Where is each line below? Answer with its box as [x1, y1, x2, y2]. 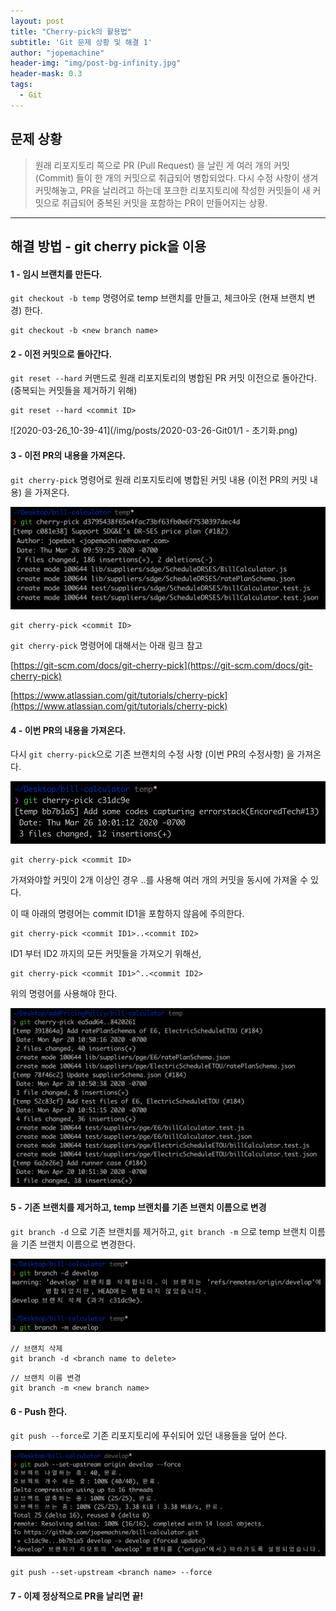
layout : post [10, 16, 65, 26]
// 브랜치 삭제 [10, 1344, 63, 1354]
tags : [10, 80, 33, 90]
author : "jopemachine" [10, 48, 105, 58]
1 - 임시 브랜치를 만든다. [10, 268, 103, 280]
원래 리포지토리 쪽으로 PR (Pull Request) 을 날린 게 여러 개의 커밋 [34, 159, 290, 171]
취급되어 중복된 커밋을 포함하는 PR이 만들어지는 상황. [61, 196, 268, 209]
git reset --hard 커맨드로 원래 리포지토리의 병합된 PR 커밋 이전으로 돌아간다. [10, 372, 318, 384]
